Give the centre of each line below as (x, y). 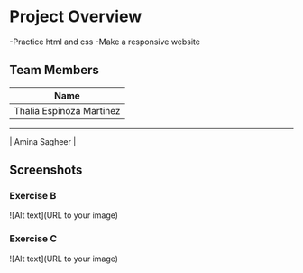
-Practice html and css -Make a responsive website (105, 42)
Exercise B (33, 196)
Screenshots (46, 170)
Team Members (54, 70)
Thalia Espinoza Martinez (67, 110)
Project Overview (76, 17)
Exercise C (33, 239)
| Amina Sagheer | (43, 141)
